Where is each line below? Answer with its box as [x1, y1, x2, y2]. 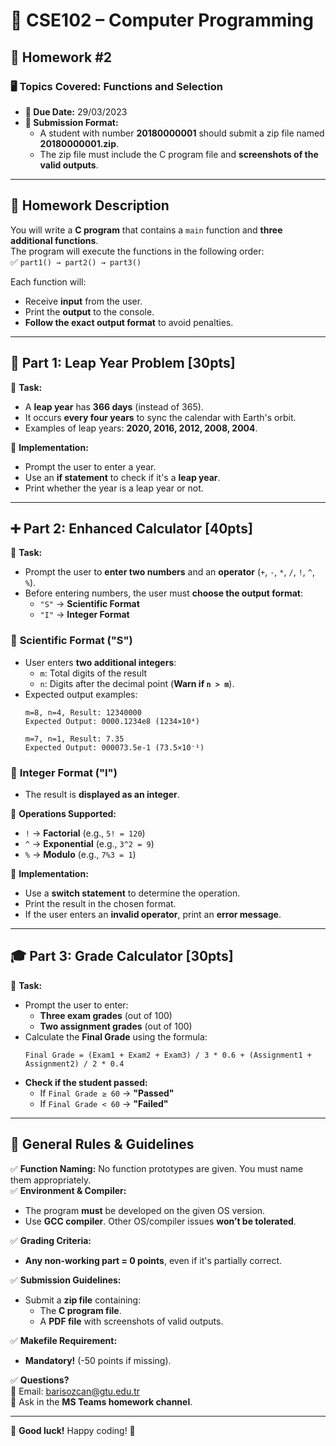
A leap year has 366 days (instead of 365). [24, 400, 204, 413]
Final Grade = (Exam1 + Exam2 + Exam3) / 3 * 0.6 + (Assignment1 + [24, 1050, 312, 1060]
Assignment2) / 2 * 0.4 [24, 1059, 125, 1069]
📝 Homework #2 [10, 49, 113, 66]
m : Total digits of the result [39, 667, 148, 679]
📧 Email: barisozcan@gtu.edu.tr [10, 1385, 141, 1397]
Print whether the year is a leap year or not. [24, 482, 204, 494]
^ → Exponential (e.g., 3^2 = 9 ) [24, 837, 155, 849]
